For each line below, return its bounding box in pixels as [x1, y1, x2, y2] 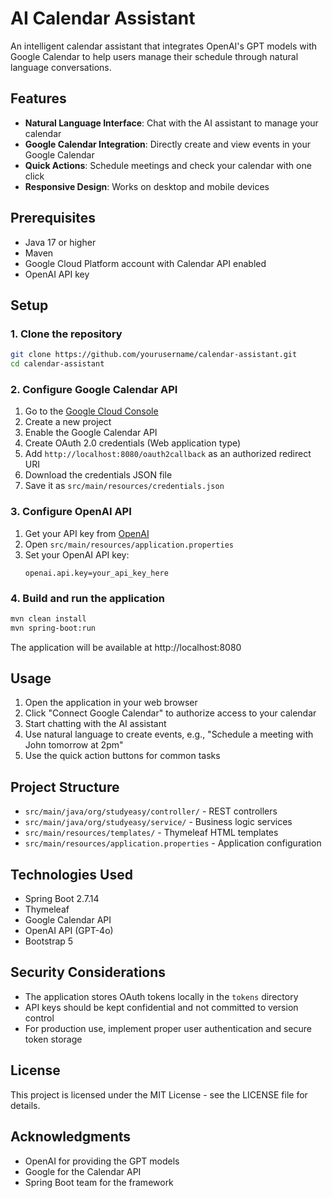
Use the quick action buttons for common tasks [24, 750, 221, 762]
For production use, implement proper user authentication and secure [24, 1022, 312, 1034]
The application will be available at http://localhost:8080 [10, 641, 242, 653]
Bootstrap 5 [24, 935, 74, 947]
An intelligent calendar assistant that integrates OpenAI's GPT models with [10, 40, 318, 52]
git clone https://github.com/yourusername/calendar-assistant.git [10, 350, 298, 360]
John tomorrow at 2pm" [24, 739, 124, 751]
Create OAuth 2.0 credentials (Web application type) [24, 437, 242, 449]
